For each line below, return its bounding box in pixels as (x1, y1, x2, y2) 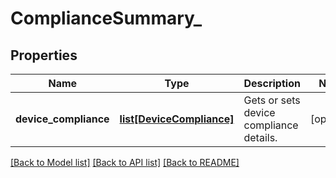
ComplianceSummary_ (10, 7, 203, 30)
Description (243, 77, 301, 90)
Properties (10, 47, 78, 64)
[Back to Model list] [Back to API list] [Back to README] (10, 157, 240, 168)
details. (243, 131, 278, 144)
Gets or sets (243, 93, 301, 107)
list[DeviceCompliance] (119, 112, 235, 126)
